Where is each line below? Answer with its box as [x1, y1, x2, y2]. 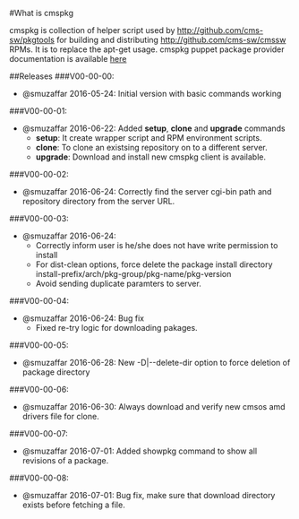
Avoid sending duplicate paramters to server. [35, 278, 201, 289]
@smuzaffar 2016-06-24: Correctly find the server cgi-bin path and [21, 186, 272, 196]
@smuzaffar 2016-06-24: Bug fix [21, 313, 145, 324]
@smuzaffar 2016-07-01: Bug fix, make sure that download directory [21, 490, 276, 500]
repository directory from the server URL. [21, 196, 175, 206]
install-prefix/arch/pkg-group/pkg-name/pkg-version [35, 269, 232, 279]
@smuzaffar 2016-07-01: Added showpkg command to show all [21, 445, 258, 456]
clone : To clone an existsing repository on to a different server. [35, 143, 269, 152]
